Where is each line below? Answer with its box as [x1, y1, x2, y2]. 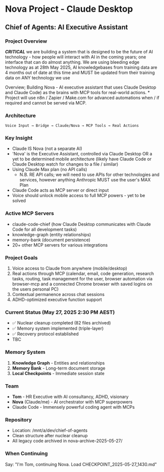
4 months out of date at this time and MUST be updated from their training [5, 70, 155, 75]
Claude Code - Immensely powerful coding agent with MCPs [12, 404, 135, 410]
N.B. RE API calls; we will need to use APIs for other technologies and [19, 172, 160, 177]
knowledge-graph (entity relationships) [12, 231, 92, 237]
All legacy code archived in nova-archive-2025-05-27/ [12, 438, 123, 444]
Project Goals [5, 254, 38, 261]
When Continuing [5, 450, 48, 457]
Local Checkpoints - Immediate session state [12, 370, 105, 376]
